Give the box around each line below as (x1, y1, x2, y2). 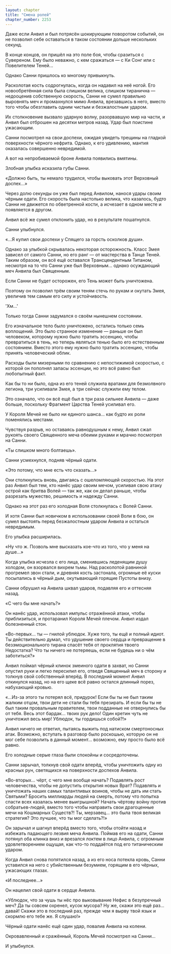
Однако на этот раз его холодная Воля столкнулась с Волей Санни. (5, 503, 153, 509)
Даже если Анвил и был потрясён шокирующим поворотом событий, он (5, 31, 164, 37)
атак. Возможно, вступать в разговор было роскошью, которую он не (5, 731, 158, 738)
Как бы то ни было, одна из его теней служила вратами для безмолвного (5, 381, 166, 387)
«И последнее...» (5, 877, 43, 884)
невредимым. (5, 524, 36, 530)
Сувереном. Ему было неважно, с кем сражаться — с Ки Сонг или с (5, 57, 156, 63)
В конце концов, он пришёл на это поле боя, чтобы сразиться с (5, 52, 144, 58)
